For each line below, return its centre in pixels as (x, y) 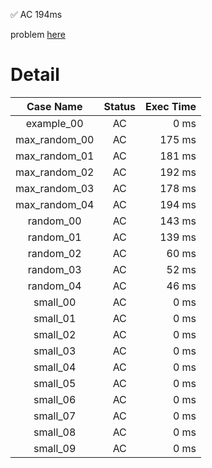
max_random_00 (55, 139)
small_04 (55, 367)
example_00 (54, 123)
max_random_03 (55, 188)
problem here (38, 34)
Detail (35, 75)
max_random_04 (55, 204)
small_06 (55, 399)
